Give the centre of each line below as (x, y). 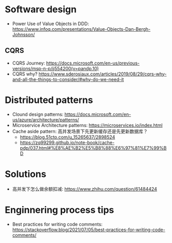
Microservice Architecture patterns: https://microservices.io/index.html (87, 125)
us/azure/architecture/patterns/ (45, 119)
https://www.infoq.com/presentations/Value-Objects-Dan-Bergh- (81, 29)
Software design (41, 9)
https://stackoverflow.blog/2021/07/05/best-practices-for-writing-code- (89, 230)
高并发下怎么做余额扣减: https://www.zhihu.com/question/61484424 (84, 189)
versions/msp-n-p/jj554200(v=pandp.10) (55, 68)
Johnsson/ (24, 34)
